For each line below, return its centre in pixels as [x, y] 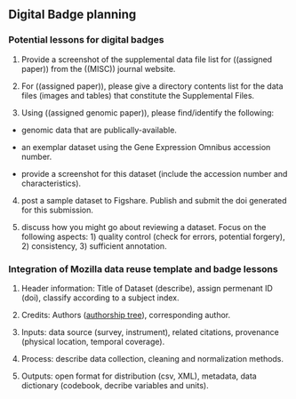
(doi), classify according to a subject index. [100, 298]
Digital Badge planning [72, 15]
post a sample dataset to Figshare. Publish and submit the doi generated [154, 200]
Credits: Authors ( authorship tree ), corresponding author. [126, 315]
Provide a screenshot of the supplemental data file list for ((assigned [147, 59]
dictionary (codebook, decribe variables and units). [115, 385]
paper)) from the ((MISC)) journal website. [98, 68]
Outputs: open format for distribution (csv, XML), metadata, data [139, 376]
